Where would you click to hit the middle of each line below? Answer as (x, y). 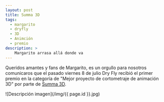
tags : (11, 19)
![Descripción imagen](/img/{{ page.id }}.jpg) (53, 94)
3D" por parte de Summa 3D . (36, 84)
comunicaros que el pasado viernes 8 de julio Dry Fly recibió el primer (79, 73)
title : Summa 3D (22, 15)
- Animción (21, 39)
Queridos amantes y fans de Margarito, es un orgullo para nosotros (76, 68)
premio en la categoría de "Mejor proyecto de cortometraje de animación (82, 78)
